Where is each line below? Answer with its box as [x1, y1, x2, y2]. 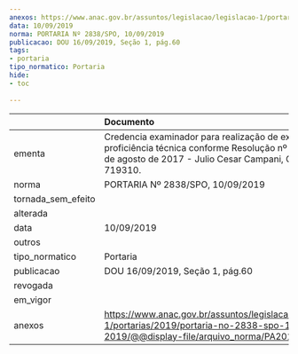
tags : [9, 46, 29, 55]
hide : [9, 71, 29, 80]
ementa [13, 147, 46, 160]
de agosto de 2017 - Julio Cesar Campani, [104, 153, 284, 165]
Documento [104, 115, 155, 128]
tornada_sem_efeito [13, 193, 96, 205]
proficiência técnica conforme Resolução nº [104, 141, 287, 153]
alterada [13, 207, 49, 219]
